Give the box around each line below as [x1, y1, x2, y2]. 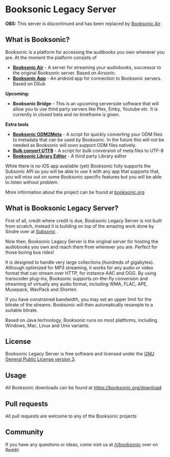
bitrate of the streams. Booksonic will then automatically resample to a [5, 301, 153, 308]
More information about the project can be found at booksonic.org [5, 189, 144, 195]
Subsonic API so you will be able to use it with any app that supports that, [5, 168, 160, 175]
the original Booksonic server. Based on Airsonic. [12, 70, 116, 76]
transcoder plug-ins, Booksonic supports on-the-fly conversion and [5, 275, 148, 281]
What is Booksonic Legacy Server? [5, 204, 119, 213]
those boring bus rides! [5, 249, 55, 255]
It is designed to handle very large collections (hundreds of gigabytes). [5, 259, 154, 265]
